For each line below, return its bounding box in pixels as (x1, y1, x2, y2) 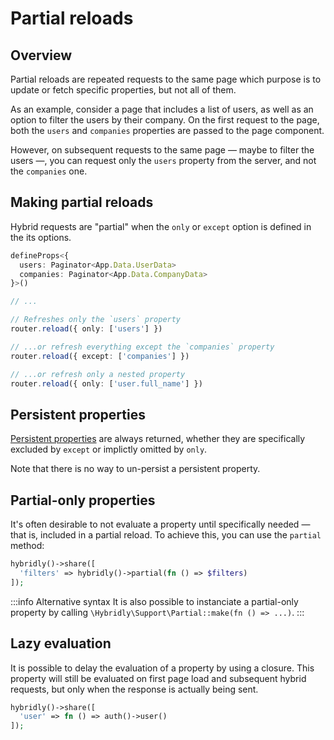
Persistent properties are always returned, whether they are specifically (10, 433, 306, 445)
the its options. (10, 231, 72, 243)
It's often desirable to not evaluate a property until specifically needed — (10, 518, 311, 531)
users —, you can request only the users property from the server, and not (10, 155, 317, 166)
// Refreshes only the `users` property (10, 315, 182, 325)
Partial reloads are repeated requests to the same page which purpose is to (10, 73, 322, 85)
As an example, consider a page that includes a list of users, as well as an (10, 103, 314, 115)
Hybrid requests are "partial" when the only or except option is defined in (10, 220, 312, 232)
